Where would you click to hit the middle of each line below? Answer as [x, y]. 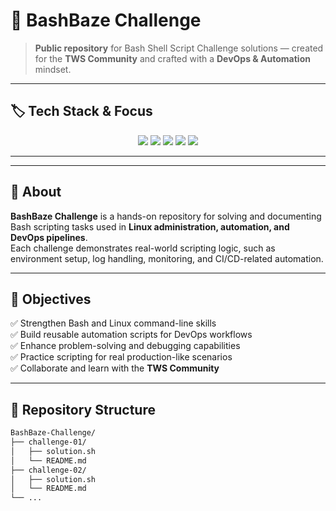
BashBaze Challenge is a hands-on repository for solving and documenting [166, 216]
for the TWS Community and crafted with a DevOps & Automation [172, 58]
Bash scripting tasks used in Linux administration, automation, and [150, 226]
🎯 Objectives [51, 299]
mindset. [53, 69]
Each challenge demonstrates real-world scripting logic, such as [143, 248]
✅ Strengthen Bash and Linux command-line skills [113, 323]
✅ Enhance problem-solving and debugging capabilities [125, 346]
